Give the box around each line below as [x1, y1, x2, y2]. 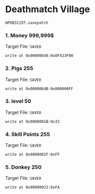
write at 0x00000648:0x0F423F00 [5, 53, 73, 59]
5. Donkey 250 [5, 164, 42, 171]
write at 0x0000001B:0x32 [5, 119, 60, 124]
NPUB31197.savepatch [5, 20, 49, 25]
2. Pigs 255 [5, 65, 34, 72]
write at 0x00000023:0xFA [5, 185, 60, 190]
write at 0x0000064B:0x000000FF [5, 86, 73, 91]
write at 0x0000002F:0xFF [5, 152, 60, 157]
